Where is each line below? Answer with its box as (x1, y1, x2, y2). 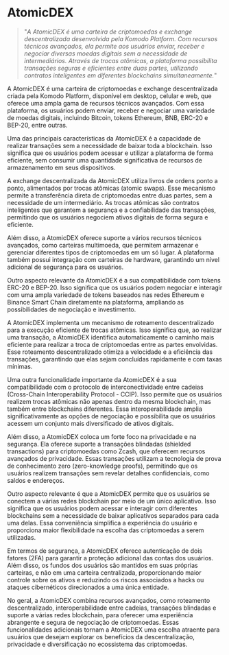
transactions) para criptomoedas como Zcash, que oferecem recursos (7, 447, 206, 455)
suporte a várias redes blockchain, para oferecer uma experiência (7, 610, 193, 619)
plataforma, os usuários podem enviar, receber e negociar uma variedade (7, 106, 215, 115)
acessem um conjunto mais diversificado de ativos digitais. (7, 419, 174, 427)
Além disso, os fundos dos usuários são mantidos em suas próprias (7, 561, 198, 569)
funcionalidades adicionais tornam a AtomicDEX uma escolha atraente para (7, 626, 220, 634)
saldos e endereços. (7, 476, 65, 484)
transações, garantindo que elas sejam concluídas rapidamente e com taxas (7, 355, 223, 363)
